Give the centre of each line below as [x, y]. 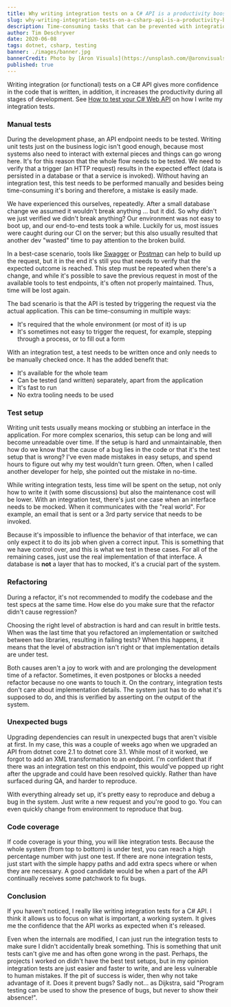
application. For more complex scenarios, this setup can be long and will [110, 435]
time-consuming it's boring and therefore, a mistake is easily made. [102, 190]
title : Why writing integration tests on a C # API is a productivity [109, 13]
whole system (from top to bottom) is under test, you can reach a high [106, 849]
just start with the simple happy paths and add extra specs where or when [112, 864]
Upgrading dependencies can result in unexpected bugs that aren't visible [112, 737]
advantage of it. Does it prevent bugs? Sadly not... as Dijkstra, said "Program [115, 983]
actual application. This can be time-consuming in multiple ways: [99, 311]
